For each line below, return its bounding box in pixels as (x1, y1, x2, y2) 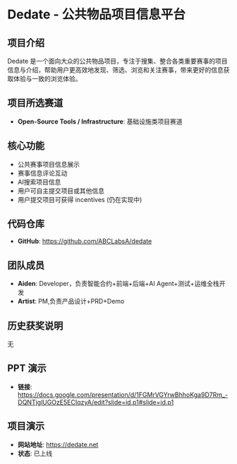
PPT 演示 (7, 362, 47, 374)
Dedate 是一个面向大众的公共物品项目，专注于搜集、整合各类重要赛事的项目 (7, 57, 228, 65)
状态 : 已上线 (17, 449, 53, 458)
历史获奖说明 (7, 319, 63, 332)
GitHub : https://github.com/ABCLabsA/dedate (17, 237, 152, 246)
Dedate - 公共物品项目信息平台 (7, 6, 186, 23)
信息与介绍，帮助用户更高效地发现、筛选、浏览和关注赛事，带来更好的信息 (7, 66, 224, 74)
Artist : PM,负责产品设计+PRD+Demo (17, 297, 125, 306)
